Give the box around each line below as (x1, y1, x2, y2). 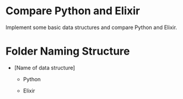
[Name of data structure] (14, 64, 75, 71)
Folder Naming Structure (5, 44, 130, 58)
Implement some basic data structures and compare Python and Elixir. (5, 24, 178, 31)
